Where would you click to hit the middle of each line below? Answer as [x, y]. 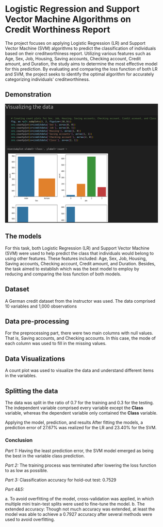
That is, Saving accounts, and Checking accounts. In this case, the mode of [81, 338]
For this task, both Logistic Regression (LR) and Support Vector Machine [77, 248]
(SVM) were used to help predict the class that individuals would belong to [80, 253]
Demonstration [28, 95]
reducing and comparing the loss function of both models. [63, 274]
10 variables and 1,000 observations [41, 306]
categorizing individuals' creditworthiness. [48, 79]
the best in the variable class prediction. [45, 456]
